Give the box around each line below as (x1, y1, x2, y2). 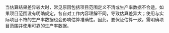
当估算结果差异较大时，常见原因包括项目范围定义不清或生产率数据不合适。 (5, 4, 159, 10)
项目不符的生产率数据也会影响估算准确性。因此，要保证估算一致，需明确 (9, 17, 159, 22)
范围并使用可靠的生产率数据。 (9, 23, 71, 29)
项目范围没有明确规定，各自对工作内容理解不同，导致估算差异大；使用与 (9, 10, 159, 16)
